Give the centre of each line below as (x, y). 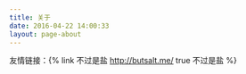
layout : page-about (45, 34)
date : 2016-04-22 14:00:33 (59, 26)
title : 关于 (30, 17)
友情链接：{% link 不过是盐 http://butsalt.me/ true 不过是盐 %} (123, 61)
